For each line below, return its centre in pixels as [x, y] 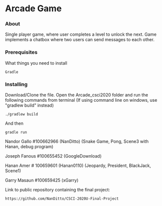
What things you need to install [36, 63]
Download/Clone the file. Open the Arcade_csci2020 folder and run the [77, 95]
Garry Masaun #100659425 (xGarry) [42, 180]
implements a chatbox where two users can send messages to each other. [80, 40]
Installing [16, 84]
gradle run [16, 133]
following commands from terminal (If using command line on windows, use [81, 100]
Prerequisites [21, 52]
